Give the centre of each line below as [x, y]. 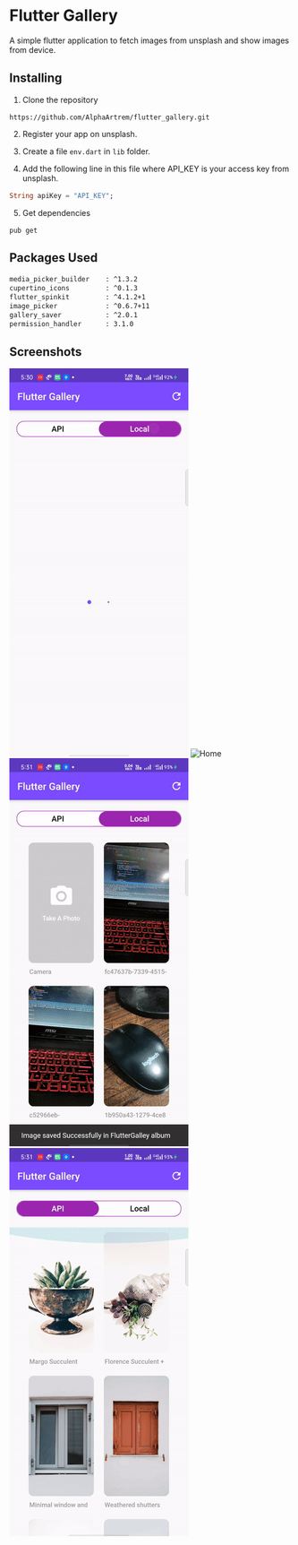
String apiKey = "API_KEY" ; [62, 195]
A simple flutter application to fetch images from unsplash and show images [149, 40]
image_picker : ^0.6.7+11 [80, 306]
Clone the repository [60, 99]
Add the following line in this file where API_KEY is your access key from [156, 168]
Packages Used [54, 258]
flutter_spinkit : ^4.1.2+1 [77, 298]
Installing [36, 78]
